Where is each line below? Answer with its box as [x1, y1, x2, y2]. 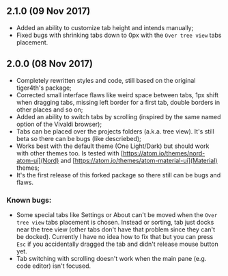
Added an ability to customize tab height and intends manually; [16, 23, 194, 32]
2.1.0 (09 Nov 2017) [6, 5, 91, 17]
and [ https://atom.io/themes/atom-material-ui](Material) [60, 156, 218, 164]
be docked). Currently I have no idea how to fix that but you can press [16, 232, 214, 240]
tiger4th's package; [16, 84, 72, 92]
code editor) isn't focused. [16, 262, 91, 270]
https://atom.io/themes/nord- [123, 149, 205, 157]
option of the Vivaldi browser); [16, 120, 102, 128]
